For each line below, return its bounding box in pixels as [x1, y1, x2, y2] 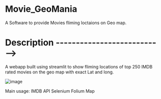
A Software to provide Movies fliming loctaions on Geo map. [5, 20, 127, 26]
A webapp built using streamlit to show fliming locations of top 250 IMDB [5, 64, 153, 69]
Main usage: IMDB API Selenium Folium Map [5, 88, 95, 94]
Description [5, 37, 54, 48]
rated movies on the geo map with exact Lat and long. [5, 69, 114, 75]
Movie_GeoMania [5, 3, 78, 15]
